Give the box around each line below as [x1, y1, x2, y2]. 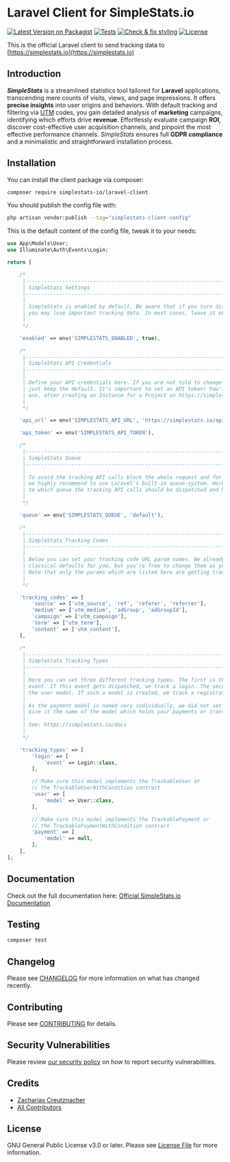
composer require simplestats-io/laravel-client [7, 189, 149, 196]
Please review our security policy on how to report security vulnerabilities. [7, 1058, 216, 1066]
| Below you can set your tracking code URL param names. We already [22, 556, 225, 563]
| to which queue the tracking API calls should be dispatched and [22, 486, 219, 494]
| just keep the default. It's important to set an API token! [22, 385, 207, 392]
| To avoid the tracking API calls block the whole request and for [22, 474, 222, 481]
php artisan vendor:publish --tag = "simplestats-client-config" [7, 214, 192, 221]
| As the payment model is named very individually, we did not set [22, 702, 222, 709]
